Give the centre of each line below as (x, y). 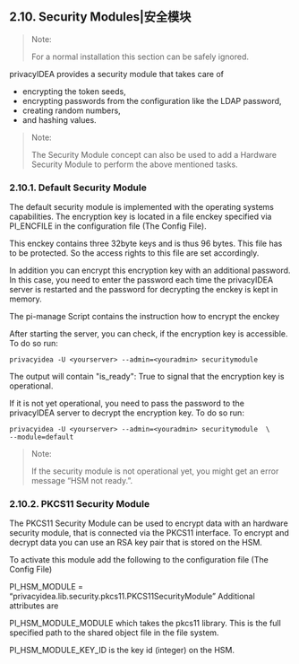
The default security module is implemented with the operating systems (142, 207)
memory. (26, 299)
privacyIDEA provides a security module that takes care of (117, 74)
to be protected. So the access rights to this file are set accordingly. (134, 253)
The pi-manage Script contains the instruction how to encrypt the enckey (145, 317)
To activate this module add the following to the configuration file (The (139, 560)
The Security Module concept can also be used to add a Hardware (154, 154)
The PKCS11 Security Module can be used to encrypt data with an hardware (149, 523)
